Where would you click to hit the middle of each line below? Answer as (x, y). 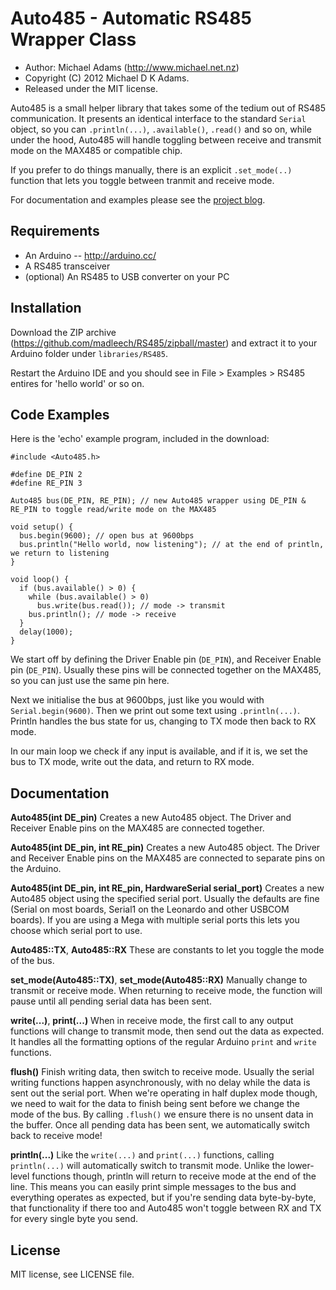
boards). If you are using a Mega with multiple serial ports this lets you (155, 920)
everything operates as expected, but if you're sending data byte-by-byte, (163, 1198)
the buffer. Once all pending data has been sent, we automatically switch (160, 1125)
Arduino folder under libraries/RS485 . (89, 353)
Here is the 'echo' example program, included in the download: (140, 439)
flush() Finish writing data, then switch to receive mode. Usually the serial (162, 1072)
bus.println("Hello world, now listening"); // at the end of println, (172, 545)
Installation (46, 308)
